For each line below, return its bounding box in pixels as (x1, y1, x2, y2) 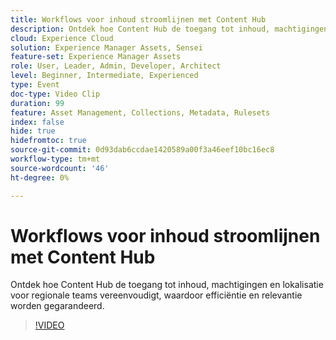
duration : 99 (10, 98, 65, 108)
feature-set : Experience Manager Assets (10, 52, 182, 62)
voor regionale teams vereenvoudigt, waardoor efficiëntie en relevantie (10, 289, 303, 301)
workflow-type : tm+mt (10, 154, 101, 164)
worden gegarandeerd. (10, 300, 105, 312)
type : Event (10, 80, 60, 90)
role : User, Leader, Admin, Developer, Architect (10, 61, 222, 71)
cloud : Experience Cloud (10, 33, 114, 43)
